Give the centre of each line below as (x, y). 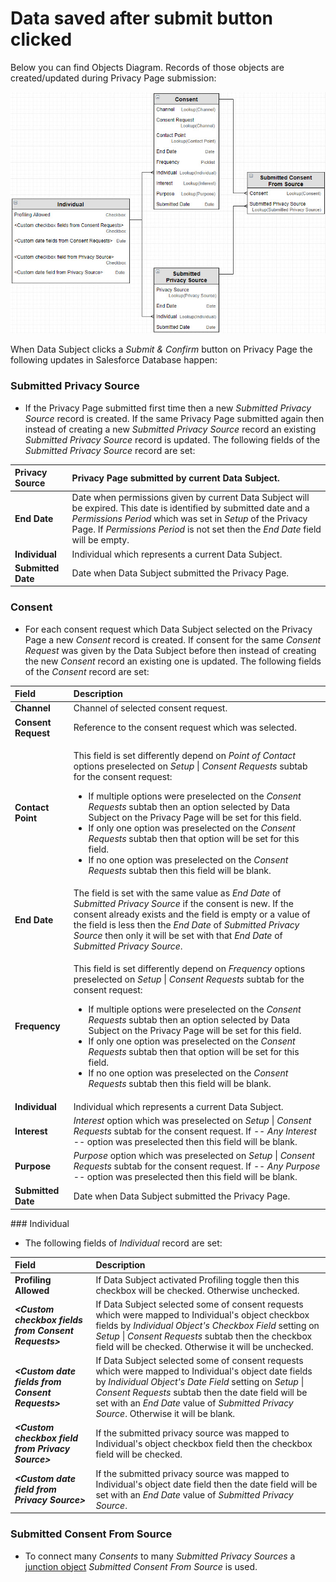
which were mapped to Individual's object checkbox (202, 1314)
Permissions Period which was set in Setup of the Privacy (189, 519)
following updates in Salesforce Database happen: (114, 360)
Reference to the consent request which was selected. (185, 728)
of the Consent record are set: (87, 671)
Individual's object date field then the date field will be (206, 1484)
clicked (41, 39)
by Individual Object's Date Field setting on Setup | (200, 1382)
